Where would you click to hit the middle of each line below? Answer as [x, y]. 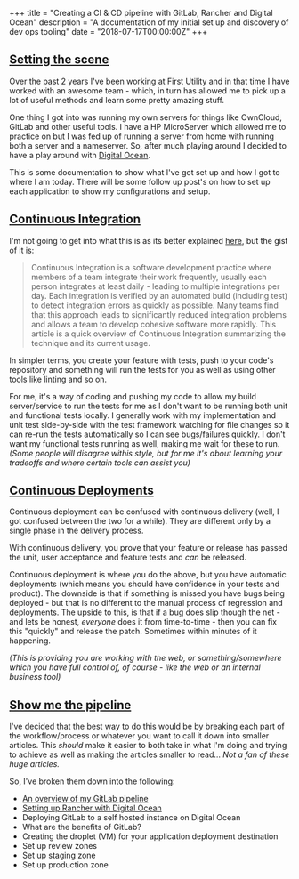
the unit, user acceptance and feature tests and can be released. [128, 557]
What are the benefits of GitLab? [82, 827]
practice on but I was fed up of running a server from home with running [141, 136]
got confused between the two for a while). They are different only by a [140, 521]
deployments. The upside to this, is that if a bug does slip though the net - [145, 612]
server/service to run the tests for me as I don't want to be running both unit [148, 406]
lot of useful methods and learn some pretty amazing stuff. [117, 100]
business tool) [35, 677]
